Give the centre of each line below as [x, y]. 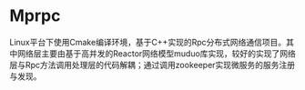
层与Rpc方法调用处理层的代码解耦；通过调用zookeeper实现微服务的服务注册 [152, 65]
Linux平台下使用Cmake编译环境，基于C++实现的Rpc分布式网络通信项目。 [148, 42]
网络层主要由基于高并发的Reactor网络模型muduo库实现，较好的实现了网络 [156, 53]
